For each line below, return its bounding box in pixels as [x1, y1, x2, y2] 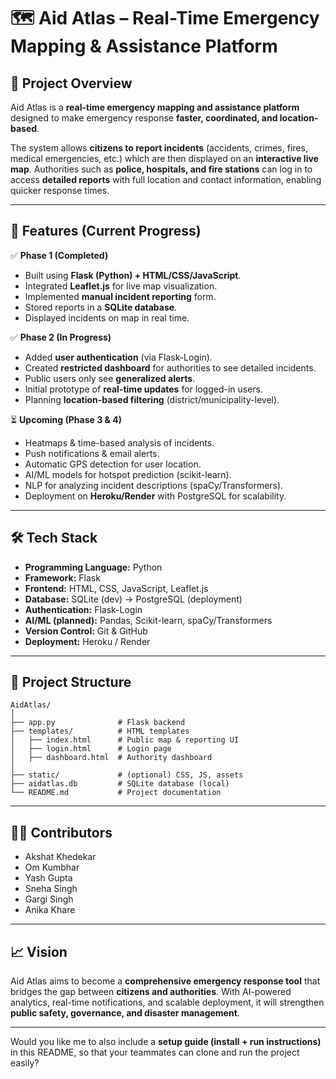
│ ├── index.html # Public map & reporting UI [10, 735, 240, 745]
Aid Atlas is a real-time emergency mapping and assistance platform [10, 101, 300, 113]
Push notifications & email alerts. [24, 447, 160, 459]
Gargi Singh [24, 893, 74, 905]
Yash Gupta [24, 872, 73, 884]
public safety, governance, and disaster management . [10, 1007, 240, 1019]
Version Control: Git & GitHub [24, 625, 148, 637]
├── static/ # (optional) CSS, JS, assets [10, 770, 244, 780]
